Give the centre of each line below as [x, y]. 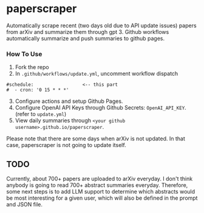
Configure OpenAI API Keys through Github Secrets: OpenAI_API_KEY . [100, 108]
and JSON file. [24, 205]
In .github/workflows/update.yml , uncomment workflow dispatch [97, 74]
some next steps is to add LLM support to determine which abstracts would [101, 192]
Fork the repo [32, 67]
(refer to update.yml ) [41, 114]
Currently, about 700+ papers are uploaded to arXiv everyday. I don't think [100, 179]
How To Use [24, 54]
